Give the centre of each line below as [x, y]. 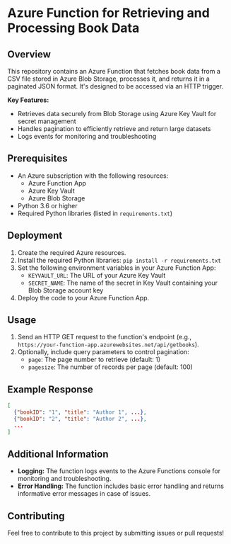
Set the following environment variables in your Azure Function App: [117, 268]
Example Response [50, 389]
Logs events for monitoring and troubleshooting [87, 136]
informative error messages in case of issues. [84, 494]
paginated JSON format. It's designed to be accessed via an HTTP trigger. [115, 86]
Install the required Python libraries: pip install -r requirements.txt [119, 260]
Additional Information [58, 454]
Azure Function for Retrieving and [108, 13]
